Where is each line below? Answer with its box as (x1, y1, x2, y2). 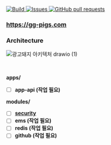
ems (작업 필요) (14, 117, 52, 124)
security (14, 110, 37, 117)
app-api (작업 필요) (14, 86, 61, 93)
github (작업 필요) (14, 132, 58, 139)
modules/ (6, 98, 31, 105)
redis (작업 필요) (14, 125, 53, 132)
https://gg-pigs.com (6, 20, 67, 29)
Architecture (6, 36, 44, 45)
